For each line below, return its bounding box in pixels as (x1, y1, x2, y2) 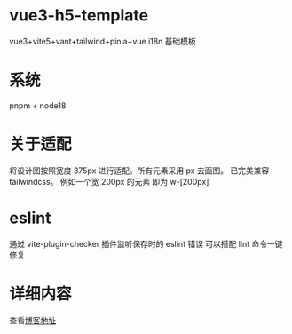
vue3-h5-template (9, 5, 149, 26)
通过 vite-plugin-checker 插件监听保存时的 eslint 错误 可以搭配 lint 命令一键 (9, 238, 283, 249)
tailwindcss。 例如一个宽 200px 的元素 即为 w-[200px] (9, 176, 209, 187)
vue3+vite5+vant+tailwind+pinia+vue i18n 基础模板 (9, 36, 197, 46)
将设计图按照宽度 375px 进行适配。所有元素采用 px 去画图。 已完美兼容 (9, 165, 270, 176)
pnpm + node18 (9, 99, 67, 111)
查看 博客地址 (9, 314, 56, 325)
